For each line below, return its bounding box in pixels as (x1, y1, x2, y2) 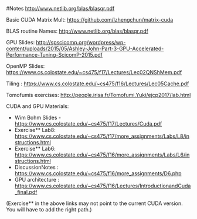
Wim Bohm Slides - (14, 114, 62, 121)
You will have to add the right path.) (6, 206, 92, 213)
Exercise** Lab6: (14, 145, 56, 152)
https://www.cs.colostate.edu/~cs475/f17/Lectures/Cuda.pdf (14, 120, 162, 127)
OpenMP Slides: (6, 62, 45, 69)
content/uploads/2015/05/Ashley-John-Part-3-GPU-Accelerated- (6, 45, 164, 52)
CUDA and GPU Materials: (6, 103, 69, 110)
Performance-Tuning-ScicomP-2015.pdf (6, 51, 103, 58)
